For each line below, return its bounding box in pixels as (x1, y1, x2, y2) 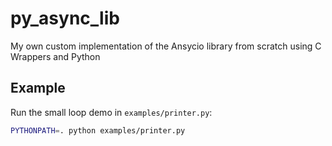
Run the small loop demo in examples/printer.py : (10, 106, 213, 118)
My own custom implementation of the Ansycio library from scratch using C (10, 40, 322, 52)
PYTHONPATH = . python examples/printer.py (10, 125, 186, 136)
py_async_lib (10, 7, 120, 30)
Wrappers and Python (10, 50, 101, 62)
